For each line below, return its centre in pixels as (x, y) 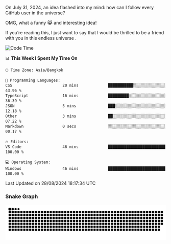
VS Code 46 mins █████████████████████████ (86, 147)
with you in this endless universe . (41, 38)
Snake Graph (22, 196)
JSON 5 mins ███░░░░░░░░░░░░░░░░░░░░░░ (86, 106)
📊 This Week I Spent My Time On (41, 58)
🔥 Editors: (17, 142)
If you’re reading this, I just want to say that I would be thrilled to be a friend (85, 32)
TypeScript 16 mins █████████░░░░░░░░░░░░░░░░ (86, 96)
